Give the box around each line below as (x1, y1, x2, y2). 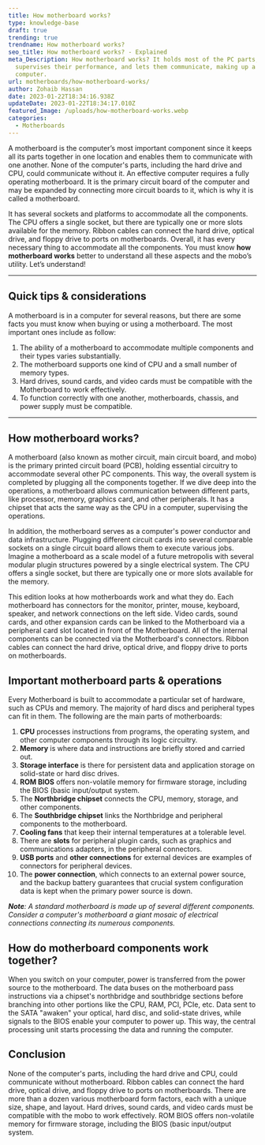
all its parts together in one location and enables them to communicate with (8, 152, 253, 161)
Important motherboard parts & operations (8, 674, 222, 687)
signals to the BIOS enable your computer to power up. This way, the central (8, 1016, 256, 1026)
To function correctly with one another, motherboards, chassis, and (19, 392, 239, 403)
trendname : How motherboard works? (8, 41, 125, 49)
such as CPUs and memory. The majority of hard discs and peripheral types (8, 704, 255, 713)
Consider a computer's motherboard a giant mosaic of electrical (8, 910, 218, 920)
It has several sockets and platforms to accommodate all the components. (8, 208, 248, 218)
